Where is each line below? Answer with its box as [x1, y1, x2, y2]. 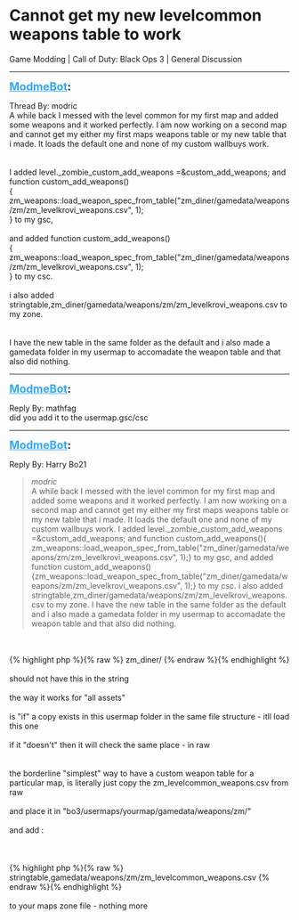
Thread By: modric [9, 100, 78, 111]
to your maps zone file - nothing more [9, 900, 149, 911]
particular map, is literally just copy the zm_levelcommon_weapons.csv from [9, 777, 289, 788]
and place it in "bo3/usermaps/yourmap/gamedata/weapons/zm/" [9, 805, 252, 816]
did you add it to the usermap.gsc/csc [9, 411, 149, 423]
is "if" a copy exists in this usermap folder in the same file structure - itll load [9, 711, 290, 721]
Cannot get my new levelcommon [9, 5, 263, 26]
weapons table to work [9, 24, 182, 45]
